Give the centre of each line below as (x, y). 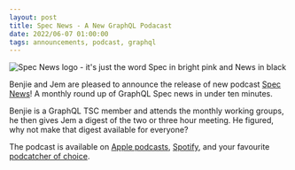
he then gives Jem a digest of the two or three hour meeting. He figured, (142, 120)
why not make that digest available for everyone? (99, 130)
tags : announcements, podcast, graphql (83, 42)
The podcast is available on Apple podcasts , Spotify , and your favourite (140, 147)
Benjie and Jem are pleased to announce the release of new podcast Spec (145, 84)
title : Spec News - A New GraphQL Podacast (91, 26)
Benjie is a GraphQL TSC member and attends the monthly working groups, (147, 111)
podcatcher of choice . (50, 157)
